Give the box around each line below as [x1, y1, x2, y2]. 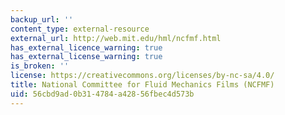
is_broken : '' [10, 61, 70, 71]
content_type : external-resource [10, 24, 150, 34]
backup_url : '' [10, 14, 74, 25]
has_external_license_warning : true [10, 52, 163, 62]
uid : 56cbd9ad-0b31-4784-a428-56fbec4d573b [10, 89, 195, 99]
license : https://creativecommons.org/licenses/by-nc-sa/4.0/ [10, 71, 275, 81]
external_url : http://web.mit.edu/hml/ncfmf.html [10, 33, 222, 43]
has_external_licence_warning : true [10, 42, 163, 53]
